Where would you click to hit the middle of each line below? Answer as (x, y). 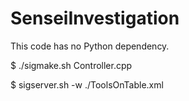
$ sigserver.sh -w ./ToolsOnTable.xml (87, 84)
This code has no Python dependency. (90, 46)
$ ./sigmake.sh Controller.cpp (71, 65)
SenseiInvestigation (95, 18)
